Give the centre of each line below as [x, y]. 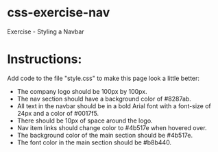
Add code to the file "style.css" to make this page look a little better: [104, 78]
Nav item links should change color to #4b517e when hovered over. [112, 127]
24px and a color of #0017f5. [58, 113]
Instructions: [45, 59]
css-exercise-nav [59, 13]
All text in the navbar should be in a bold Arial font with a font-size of [114, 106]
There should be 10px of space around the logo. [85, 121]
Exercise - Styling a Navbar [46, 31]
